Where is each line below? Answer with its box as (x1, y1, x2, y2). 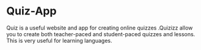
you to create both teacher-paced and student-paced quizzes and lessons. (6, 30, 196, 37)
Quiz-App (6, 4, 57, 18)
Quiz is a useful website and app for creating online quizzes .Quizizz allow (6, 24, 193, 31)
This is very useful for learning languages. (6, 37, 112, 44)
